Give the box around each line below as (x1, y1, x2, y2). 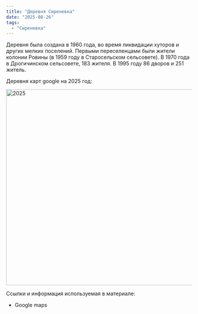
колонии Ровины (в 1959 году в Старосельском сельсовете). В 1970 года (6, 54, 190, 61)
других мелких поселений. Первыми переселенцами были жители (6, 48, 175, 55)
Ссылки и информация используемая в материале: (6, 290, 136, 298)
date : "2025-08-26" (6, 14, 54, 20)
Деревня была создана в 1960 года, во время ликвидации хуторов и (6, 41, 180, 48)
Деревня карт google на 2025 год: (6, 78, 93, 85)
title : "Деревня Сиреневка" (6, 8, 75, 15)
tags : (6, 19, 19, 25)
